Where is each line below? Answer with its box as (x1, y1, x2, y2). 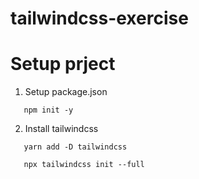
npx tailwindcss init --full (23, 160, 145, 170)
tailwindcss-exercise (10, 7, 189, 30)
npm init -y (23, 105, 74, 116)
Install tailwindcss (24, 123, 99, 135)
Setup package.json (24, 86, 108, 98)
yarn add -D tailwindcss (23, 142, 128, 152)
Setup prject (10, 53, 116, 76)
